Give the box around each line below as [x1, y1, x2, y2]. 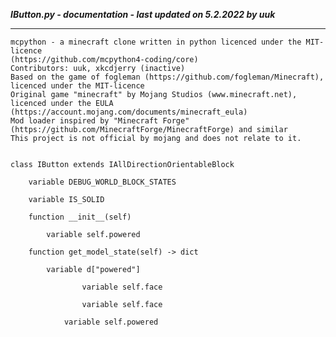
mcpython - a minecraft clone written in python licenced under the [10, 37, 302, 47]
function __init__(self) [28, 212, 132, 222]
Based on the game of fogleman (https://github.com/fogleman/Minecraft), [10, 72, 325, 82]
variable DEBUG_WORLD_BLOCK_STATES [28, 177, 177, 187]
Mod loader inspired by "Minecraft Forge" [10, 116, 190, 126]
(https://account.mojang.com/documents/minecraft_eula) [10, 107, 248, 117]
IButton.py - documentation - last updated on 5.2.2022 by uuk [10, 9, 276, 20]
